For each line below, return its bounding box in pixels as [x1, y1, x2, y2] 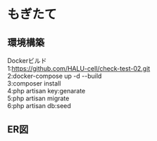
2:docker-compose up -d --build [7, 72, 102, 80]
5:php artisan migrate [7, 94, 70, 102]
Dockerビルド [7, 57, 47, 65]
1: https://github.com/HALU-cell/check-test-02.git [7, 65, 151, 72]
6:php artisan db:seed [7, 102, 72, 109]
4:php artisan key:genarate [7, 87, 86, 95]
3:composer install [7, 79, 61, 88]
